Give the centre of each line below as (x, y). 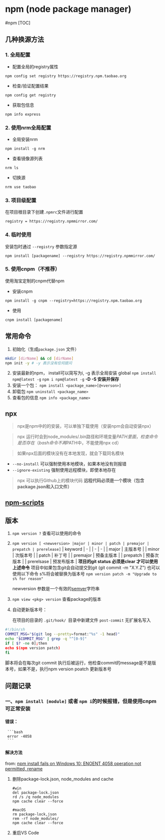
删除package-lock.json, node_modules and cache (63, 779)
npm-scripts (25, 503)
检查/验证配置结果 (30, 86)
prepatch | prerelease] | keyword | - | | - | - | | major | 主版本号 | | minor (86, 549)
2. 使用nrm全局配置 (28, 128)
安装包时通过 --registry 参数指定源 (41, 246)
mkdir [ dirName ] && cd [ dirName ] (39, 358)
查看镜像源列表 (27, 158)
